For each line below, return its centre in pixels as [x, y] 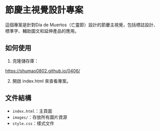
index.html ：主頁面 [32, 111]
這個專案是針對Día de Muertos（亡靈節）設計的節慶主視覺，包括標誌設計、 [81, 25]
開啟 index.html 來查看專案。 [41, 81]
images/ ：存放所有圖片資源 [40, 117]
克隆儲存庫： [25, 61]
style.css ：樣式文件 [33, 123]
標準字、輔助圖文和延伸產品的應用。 [42, 31]
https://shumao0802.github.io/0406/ [43, 71]
